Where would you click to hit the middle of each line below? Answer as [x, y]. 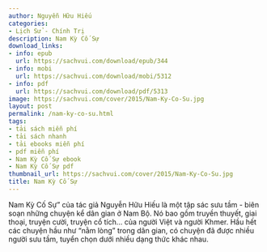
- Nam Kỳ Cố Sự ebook [45, 159]
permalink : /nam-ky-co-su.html [61, 114]
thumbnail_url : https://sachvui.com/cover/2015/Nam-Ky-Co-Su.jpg [121, 174]
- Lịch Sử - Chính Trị [47, 31]
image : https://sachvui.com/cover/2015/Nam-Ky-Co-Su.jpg [106, 99]
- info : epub [30, 53]
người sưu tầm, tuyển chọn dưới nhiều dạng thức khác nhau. [108, 239]
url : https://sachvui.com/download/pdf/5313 [92, 91]
